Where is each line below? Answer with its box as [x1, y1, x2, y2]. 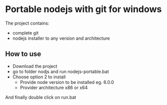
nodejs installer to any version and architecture [12, 35, 110, 41]
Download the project [12, 63, 58, 69]
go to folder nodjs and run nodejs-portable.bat [12, 68, 109, 74]
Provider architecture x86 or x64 [20, 84, 88, 90]
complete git [12, 30, 39, 36]
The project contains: [5, 20, 49, 26]
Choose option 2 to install [12, 74, 66, 80]
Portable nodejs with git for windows [5, 4, 162, 15]
